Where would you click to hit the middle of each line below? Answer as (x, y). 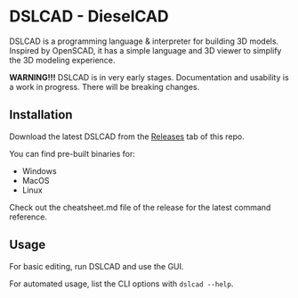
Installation (41, 115)
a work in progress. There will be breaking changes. (105, 87)
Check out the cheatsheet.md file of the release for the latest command (140, 207)
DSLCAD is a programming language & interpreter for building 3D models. (144, 41)
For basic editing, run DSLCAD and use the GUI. (97, 266)
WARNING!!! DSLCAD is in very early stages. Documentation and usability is (149, 77)
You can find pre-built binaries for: (72, 153)
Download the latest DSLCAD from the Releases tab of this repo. (127, 137)
